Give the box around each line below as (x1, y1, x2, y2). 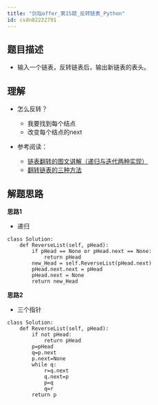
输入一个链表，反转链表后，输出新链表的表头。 (16, 63, 150, 72)
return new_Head (32, 278, 78, 285)
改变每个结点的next (27, 128, 82, 136)
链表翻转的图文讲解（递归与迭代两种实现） (27, 157, 148, 166)
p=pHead (32, 343, 54, 350)
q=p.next (32, 349, 57, 356)
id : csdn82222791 (7, 17, 57, 23)
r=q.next (43, 367, 69, 374)
